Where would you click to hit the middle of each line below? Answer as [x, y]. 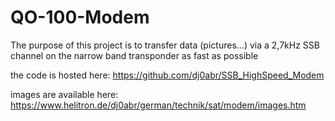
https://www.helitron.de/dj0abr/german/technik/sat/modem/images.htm [158, 105]
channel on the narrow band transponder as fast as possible [134, 55]
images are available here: [64, 94]
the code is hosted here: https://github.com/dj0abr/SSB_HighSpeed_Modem [167, 75]
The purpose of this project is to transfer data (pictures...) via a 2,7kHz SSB [165, 45]
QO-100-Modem [80, 17]
